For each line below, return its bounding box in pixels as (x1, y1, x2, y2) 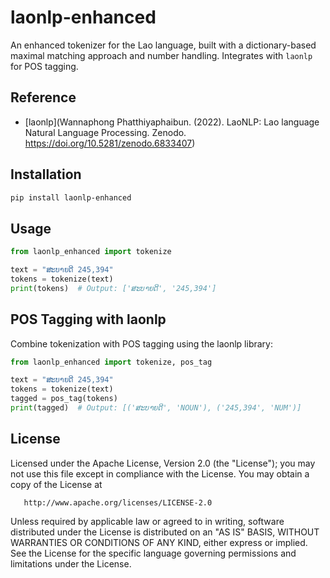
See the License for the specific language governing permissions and (10, 547, 297, 559)
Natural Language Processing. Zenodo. (24, 126, 187, 138)
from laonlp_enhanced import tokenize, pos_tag (10, 357, 213, 367)
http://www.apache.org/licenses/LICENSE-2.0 (23, 497, 213, 508)
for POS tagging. (10, 60, 79, 72)
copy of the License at (10, 478, 103, 490)
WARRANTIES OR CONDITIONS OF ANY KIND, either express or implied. (10, 536, 308, 548)
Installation (10, 166, 82, 183)
